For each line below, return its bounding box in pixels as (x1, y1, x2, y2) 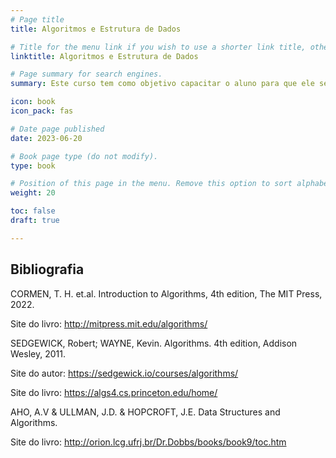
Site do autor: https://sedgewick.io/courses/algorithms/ (10, 367, 239, 379)
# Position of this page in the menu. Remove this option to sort (10, 179, 293, 189)
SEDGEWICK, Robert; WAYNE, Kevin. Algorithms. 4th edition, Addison (10, 337, 298, 349)
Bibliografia (10, 261, 85, 278)
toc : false (10, 206, 56, 216)
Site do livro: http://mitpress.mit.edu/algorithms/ (10, 317, 208, 330)
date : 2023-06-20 (10, 133, 83, 143)
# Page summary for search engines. (10, 69, 163, 80)
